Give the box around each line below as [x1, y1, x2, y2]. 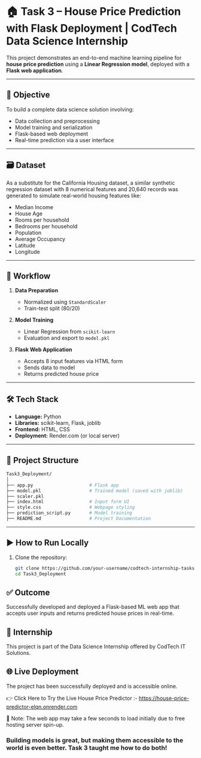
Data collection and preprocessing [14, 117, 100, 125]
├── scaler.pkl [6, 493, 44, 499]
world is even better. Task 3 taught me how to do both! [6, 744, 167, 752]
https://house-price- [138, 694, 190, 702]
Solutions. [6, 650, 31, 657]
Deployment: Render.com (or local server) [14, 432, 120, 439]
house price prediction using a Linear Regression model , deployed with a [6, 61, 190, 68]
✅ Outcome [6, 587, 50, 597]
